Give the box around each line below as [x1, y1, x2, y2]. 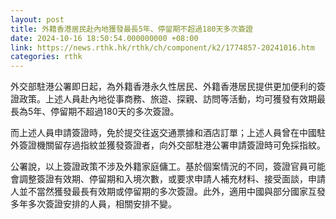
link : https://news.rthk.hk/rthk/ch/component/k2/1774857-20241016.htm [10, 42, 315, 53]
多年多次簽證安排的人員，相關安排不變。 [10, 198, 177, 210]
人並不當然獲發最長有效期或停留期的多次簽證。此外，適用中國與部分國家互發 [10, 186, 326, 198]
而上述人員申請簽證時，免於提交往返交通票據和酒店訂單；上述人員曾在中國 [10, 127, 317, 139]
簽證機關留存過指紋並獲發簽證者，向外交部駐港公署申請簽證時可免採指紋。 [18, 139, 326, 151]
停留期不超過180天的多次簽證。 [50, 106, 180, 118]
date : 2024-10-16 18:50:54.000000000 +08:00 [10, 33, 199, 43]
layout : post [10, 14, 65, 25]
